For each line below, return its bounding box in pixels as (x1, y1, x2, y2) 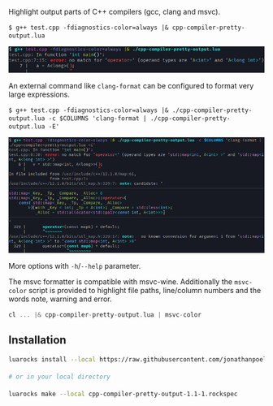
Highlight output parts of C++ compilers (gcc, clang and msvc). (8, 7, 221, 16)
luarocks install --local (8, 356, 96, 364)
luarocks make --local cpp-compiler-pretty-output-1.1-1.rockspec (8, 390, 238, 398)
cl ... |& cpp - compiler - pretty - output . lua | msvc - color (8, 310, 201, 319)
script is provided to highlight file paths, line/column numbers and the (28, 285, 262, 295)
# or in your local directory (8, 373, 111, 381)
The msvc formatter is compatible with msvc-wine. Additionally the (8, 276, 233, 287)
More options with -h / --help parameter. (8, 261, 141, 270)
